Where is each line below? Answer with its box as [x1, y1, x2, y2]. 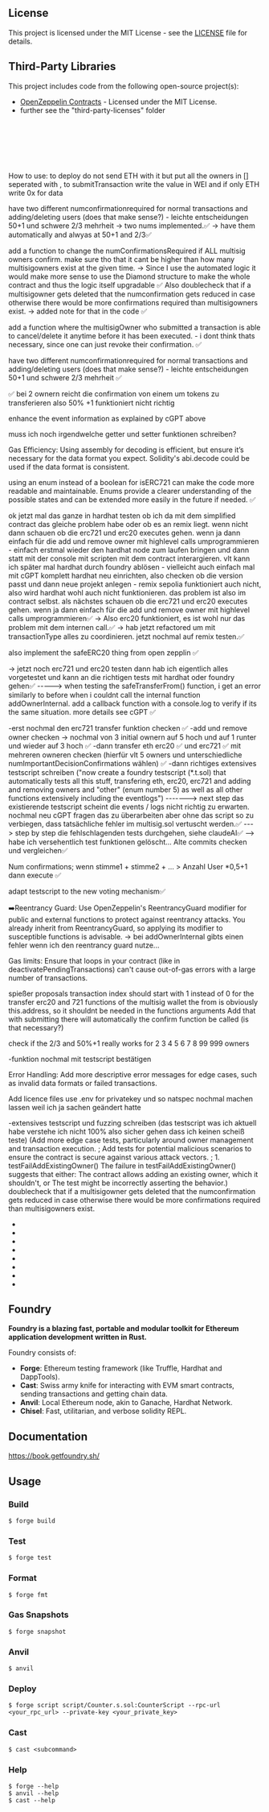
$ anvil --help [8, 1789, 59, 1797]
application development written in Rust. [8, 1333, 147, 1342]
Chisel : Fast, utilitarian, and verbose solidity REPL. [19, 1406, 187, 1416]
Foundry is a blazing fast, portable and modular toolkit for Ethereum [8, 1324, 239, 1333]
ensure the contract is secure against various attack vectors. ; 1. [8, 1152, 220, 1162]
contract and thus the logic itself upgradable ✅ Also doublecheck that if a [8, 280, 251, 289]
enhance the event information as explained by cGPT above [8, 413, 206, 423]
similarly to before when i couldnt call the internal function [8, 690, 201, 699]
